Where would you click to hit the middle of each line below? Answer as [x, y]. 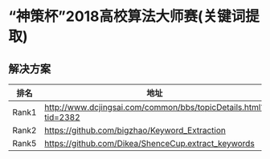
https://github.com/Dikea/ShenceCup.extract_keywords [149, 143]
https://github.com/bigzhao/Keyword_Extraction [135, 130]
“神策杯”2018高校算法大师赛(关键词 [127, 16]
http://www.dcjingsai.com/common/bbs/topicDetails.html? [154, 107]
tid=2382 [62, 117]
